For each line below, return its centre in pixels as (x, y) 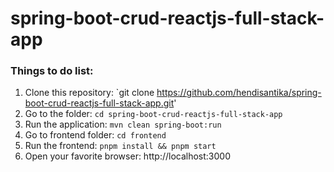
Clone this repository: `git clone (89, 93)
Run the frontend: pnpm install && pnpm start (120, 146)
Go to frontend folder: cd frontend (95, 135)
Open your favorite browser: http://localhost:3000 (127, 156)
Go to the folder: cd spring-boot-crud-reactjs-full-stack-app (153, 114)
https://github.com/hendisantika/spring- (239, 93)
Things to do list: (52, 71)
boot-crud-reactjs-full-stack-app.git (99, 103)
